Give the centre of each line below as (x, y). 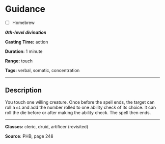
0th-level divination (26, 32)
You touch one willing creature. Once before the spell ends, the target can (80, 102)
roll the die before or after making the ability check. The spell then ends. (78, 112)
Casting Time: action (27, 42)
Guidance (25, 9)
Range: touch (19, 61)
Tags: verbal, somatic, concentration (42, 70)
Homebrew (23, 23)
